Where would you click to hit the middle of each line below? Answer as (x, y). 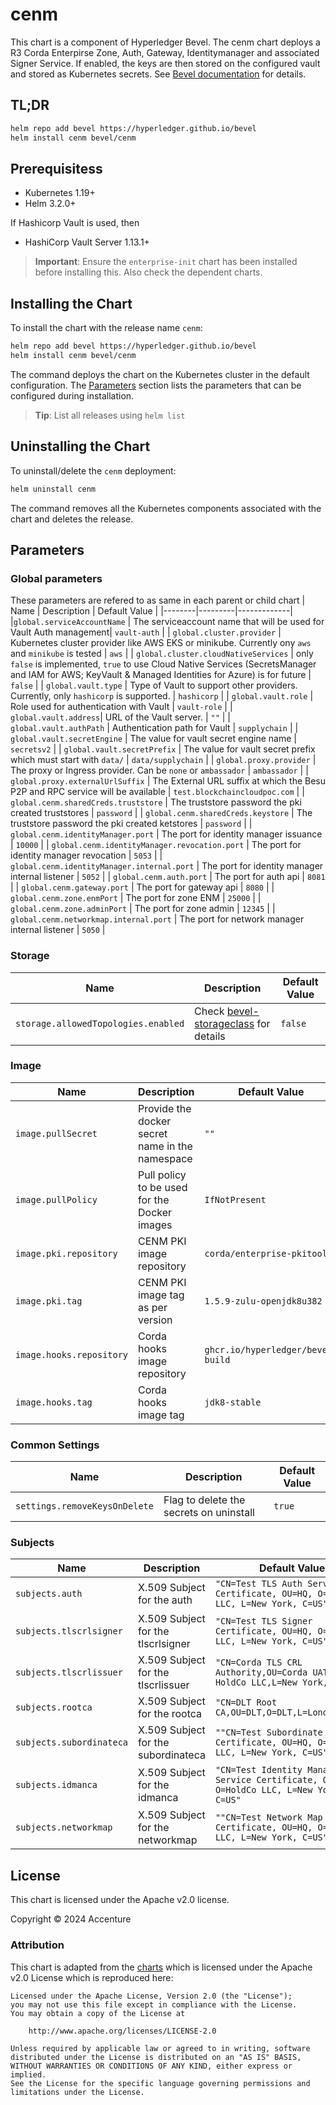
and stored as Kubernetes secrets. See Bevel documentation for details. (158, 74)
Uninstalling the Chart (80, 446)
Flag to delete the (204, 1500)
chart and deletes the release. (72, 519)
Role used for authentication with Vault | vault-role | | (121, 707)
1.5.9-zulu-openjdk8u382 (263, 1301)
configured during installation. (72, 395)
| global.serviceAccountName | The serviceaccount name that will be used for (167, 622)
